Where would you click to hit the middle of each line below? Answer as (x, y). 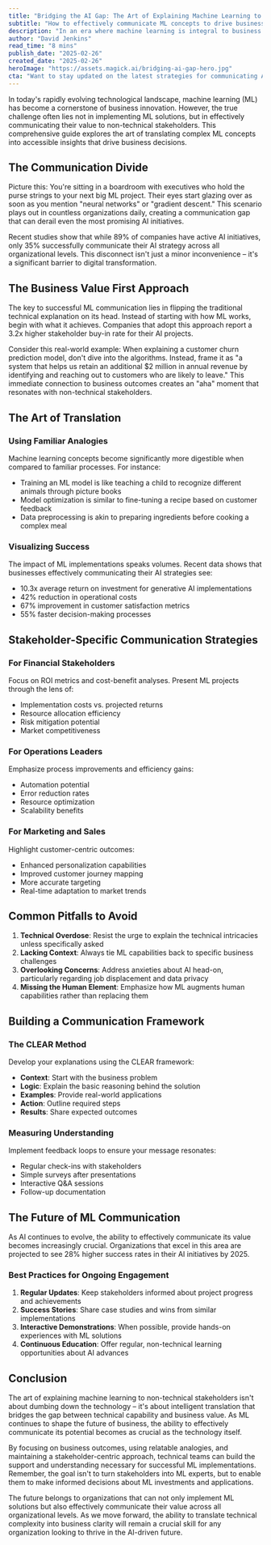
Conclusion (38, 1378)
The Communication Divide (79, 168)
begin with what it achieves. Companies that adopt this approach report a (130, 325)
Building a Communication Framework (106, 1021)
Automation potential (55, 785)
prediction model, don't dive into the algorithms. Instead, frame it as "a (126, 358)
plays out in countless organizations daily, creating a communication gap (129, 213)
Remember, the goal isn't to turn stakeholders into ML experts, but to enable (135, 1474)
